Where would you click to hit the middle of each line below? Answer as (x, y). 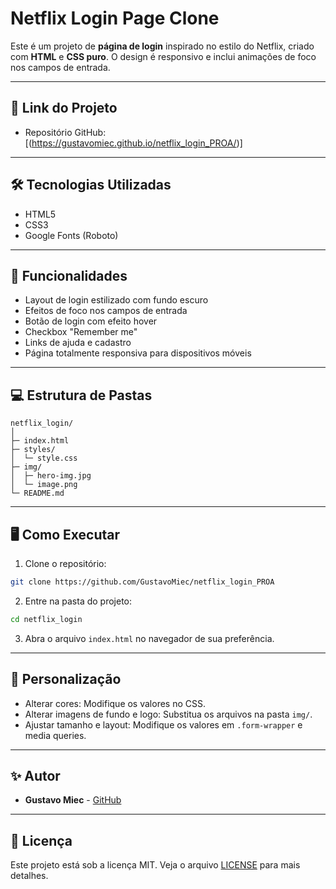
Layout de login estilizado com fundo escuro (116, 300)
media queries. (55, 735)
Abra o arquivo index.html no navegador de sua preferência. (149, 638)
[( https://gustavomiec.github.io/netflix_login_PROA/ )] (133, 143)
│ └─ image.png (44, 485)
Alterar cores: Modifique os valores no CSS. (115, 703)
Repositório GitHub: (65, 132)
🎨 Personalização (66, 679)
